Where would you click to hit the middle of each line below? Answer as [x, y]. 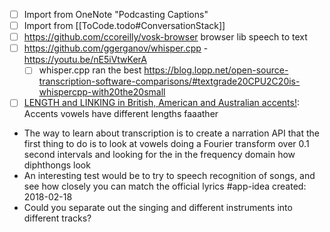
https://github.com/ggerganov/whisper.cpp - [116, 48]
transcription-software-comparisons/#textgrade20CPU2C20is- [169, 81]
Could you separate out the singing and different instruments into [158, 208]
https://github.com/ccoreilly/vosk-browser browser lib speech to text [165, 37]
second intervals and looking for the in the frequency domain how [159, 155]
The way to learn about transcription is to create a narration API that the [172, 133]
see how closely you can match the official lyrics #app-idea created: [165, 186]
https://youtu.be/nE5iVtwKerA [85, 60]
